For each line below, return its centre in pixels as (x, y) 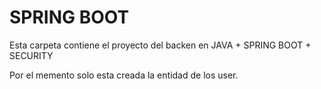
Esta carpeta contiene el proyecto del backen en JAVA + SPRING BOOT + (160, 45)
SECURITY (31, 55)
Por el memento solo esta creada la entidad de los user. (124, 75)
